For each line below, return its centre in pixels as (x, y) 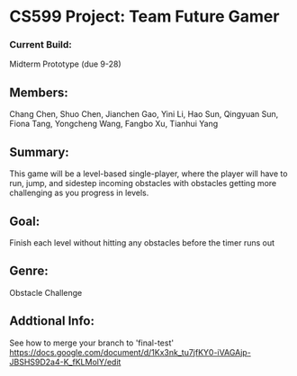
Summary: (39, 152)
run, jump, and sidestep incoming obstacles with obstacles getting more (143, 184)
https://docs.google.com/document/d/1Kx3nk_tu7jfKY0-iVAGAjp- (130, 352)
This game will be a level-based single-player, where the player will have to (148, 174)
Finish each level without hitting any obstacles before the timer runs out (142, 242)
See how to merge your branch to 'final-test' (91, 343)
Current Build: (40, 45)
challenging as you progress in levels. (79, 193)
